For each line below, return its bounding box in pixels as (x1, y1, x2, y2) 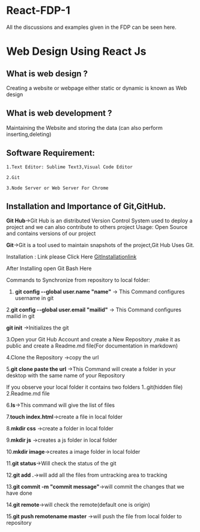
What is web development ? (6, 108, 112, 118)
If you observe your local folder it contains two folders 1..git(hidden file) (6, 384, 183, 391)
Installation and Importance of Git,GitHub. (6, 201, 166, 211)
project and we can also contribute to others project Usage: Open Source (6, 224, 188, 231)
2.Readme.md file (6, 390, 50, 397)
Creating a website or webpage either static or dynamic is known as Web (6, 84, 187, 91)
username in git (14, 295, 54, 302)
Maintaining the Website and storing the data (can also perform (6, 124, 163, 131)
